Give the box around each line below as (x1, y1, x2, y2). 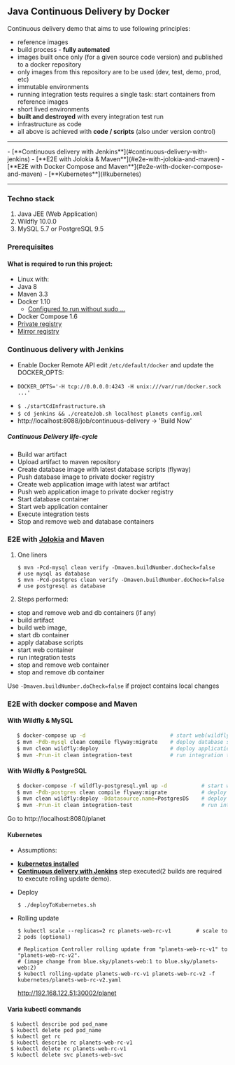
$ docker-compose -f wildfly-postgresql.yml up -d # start (16, 782, 224, 789)
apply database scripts (17, 638, 84, 646)
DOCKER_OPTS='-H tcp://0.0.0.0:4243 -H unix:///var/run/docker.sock (17, 383, 222, 390)
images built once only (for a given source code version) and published (17, 53, 223, 61)
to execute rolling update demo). (17, 874, 112, 883)
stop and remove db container (17, 667, 105, 676)
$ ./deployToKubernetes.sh (17, 902, 97, 909)
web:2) (17, 964, 37, 972)
